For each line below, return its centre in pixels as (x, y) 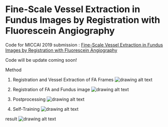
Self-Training (26, 109)
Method (13, 70)
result (11, 119)
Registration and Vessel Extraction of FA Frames (63, 79)
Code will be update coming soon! (41, 60)
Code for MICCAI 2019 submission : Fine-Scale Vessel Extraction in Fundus (84, 45)
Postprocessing (29, 99)
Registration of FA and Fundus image (51, 89)
